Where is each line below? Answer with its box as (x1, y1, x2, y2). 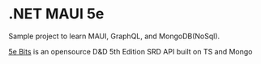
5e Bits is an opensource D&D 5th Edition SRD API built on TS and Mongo (8, 46, 253, 56)
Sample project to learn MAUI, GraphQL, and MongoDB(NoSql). (8, 31, 220, 41)
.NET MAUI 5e (8, 5, 105, 23)
